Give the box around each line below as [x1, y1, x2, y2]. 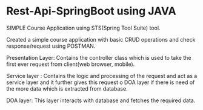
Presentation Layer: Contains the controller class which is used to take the [6, 54, 191, 61]
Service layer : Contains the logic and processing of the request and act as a [6, 72, 198, 79]
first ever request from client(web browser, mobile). [6, 60, 135, 68]
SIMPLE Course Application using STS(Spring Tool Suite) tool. [6, 24, 161, 31]
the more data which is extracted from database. [6, 85, 128, 92]
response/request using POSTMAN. [6, 42, 96, 50]
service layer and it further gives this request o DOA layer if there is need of [6, 79, 195, 86]
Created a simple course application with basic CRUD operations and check [6, 36, 196, 43]
